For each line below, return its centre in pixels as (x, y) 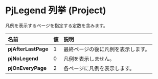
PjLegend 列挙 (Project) (56, 10)
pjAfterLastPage (28, 49)
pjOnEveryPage (27, 68)
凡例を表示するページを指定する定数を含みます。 (57, 25)
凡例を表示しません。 (89, 59)
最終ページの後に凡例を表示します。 (107, 49)
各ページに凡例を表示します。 (99, 68)
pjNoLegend (23, 58)
